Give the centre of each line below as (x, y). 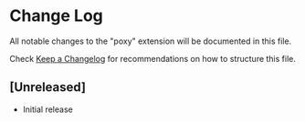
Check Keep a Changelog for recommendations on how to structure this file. (153, 58)
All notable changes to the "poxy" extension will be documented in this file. (151, 41)
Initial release (47, 109)
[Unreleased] (48, 87)
